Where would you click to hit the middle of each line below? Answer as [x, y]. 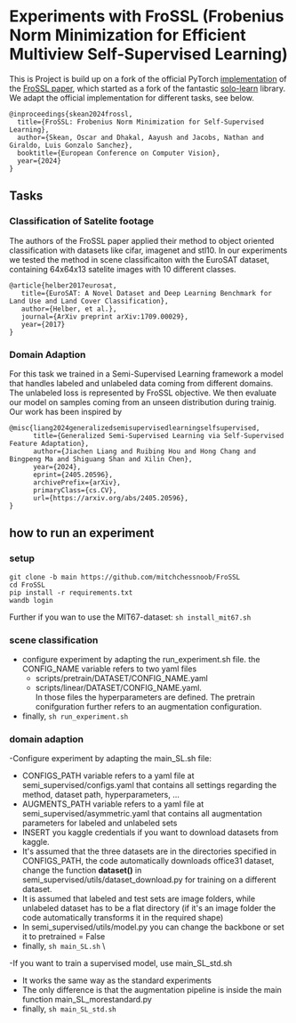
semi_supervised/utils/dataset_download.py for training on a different [149, 880]
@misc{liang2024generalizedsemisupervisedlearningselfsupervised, [135, 428]
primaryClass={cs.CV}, [75, 490]
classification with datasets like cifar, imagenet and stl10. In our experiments [148, 250]
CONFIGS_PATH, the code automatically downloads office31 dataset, [148, 861]
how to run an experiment [82, 533]
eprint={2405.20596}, [73, 475]
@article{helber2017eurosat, [63, 285]
